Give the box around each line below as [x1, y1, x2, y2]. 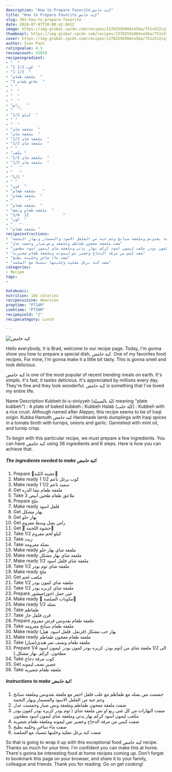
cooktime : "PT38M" [6, 307, 45, 312]
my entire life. [6, 388, 35, 394]
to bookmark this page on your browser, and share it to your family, [6, 755, 147, 761]
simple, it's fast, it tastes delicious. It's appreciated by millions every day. [6, 377, 159, 383]
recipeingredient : [6, 55, 45, 60]
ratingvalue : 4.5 [6, 46, 43, 51]
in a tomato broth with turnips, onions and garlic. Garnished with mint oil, [6, 420, 159, 426]
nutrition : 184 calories [6, 293, 59, 298]
